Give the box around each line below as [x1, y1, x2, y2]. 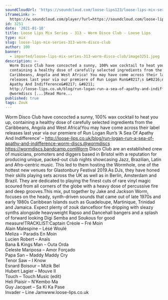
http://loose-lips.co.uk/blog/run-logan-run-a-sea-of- [44, 135, 154, 141]
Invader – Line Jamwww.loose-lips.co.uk [5, 289, 89, 295]
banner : [5, 49, 21, 54]
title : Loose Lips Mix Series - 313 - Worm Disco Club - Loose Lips [5, 30, 151, 35]
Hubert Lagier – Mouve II [5, 268, 56, 274]
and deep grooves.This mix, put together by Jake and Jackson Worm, [5, 188, 149, 194]
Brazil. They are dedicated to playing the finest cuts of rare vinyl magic [5, 178, 151, 184]
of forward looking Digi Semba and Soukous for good [5, 215, 115, 221]
